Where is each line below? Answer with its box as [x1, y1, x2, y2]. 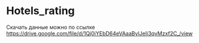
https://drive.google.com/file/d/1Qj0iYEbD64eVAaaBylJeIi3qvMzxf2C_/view [6, 29, 193, 37]
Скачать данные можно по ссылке [6, 24, 95, 31]
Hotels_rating [6, 4, 75, 18]
